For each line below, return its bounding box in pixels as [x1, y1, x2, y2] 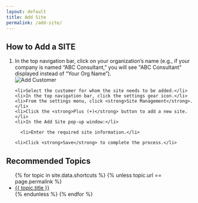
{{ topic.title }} [14, 185, 50, 191]
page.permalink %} [14, 178, 62, 185]
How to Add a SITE [6, 42, 76, 52]
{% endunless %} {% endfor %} [14, 191, 93, 198]
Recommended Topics [6, 156, 91, 166]
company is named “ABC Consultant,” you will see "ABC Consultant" [14, 64, 182, 71]
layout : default [6, 8, 46, 15]
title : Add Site [6, 14, 46, 20]
